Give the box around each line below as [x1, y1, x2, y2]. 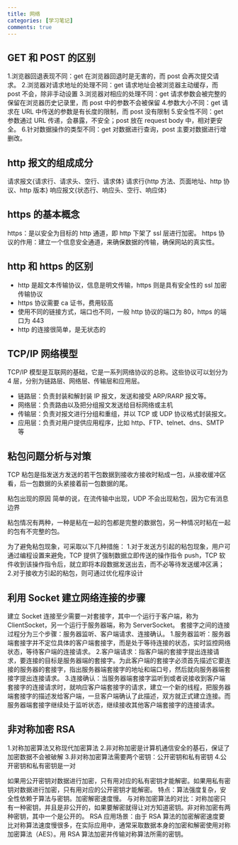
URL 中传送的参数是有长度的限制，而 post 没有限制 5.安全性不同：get [21, 107, 224, 116]
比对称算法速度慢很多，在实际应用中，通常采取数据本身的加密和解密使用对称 [7, 821, 231, 829]
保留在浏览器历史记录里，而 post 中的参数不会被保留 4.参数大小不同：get [7, 99, 221, 107]
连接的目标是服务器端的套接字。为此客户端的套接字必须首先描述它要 [25, 656, 225, 665]
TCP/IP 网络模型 [7, 348, 79, 360]
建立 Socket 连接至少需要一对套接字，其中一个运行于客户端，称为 [7, 612, 199, 621]
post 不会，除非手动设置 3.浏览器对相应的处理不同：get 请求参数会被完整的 [7, 89, 227, 98]
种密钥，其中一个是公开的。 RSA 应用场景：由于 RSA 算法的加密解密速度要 [7, 812, 225, 820]
